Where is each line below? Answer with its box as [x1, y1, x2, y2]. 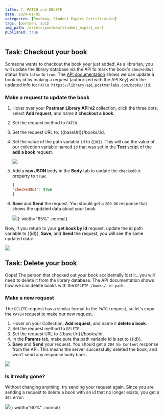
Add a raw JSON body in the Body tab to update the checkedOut [12, 168, 141, 174]
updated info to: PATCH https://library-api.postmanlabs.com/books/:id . [5, 82, 152, 88]
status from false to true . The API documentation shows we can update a [5, 71, 154, 77]
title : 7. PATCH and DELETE [5, 7, 63, 12]
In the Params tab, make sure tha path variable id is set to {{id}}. [12, 336, 142, 342]
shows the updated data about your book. [12, 206, 97, 211]
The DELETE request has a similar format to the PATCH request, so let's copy [5, 305, 155, 311]
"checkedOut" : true [12, 187, 52, 192]
